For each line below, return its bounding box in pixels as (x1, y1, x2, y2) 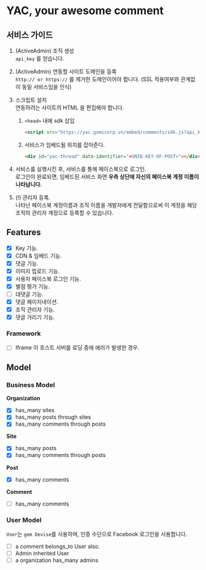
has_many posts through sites (15, 413, 91, 421)
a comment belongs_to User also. (15, 542, 100, 550)
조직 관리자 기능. (15, 306, 55, 313)
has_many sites (15, 407, 55, 414)
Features (6, 227, 41, 238)
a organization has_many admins (15, 556, 99, 564)
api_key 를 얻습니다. (15, 55, 64, 62)
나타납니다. (15, 181, 42, 188)
